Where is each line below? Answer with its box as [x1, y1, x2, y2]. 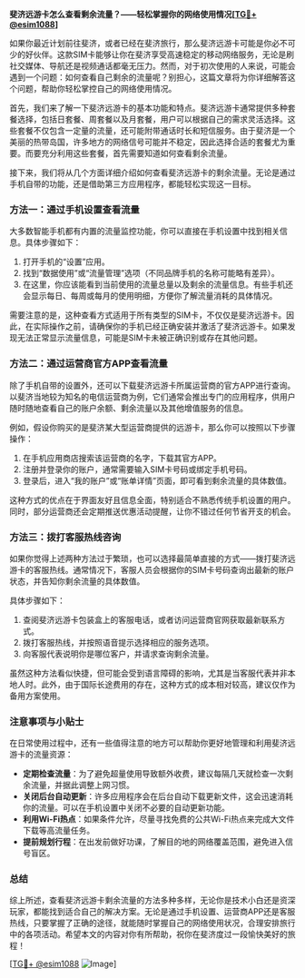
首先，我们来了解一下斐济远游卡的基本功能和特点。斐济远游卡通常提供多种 [9, 103, 288, 113]
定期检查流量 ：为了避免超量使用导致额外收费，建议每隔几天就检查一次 [22, 768, 286, 779]
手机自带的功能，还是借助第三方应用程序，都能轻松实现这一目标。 [9, 179, 256, 189]
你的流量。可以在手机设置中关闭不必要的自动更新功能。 [22, 803, 230, 814]
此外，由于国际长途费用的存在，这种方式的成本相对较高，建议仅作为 [40, 678, 296, 689]
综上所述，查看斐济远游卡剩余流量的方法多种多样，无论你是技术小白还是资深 [9, 894, 296, 906]
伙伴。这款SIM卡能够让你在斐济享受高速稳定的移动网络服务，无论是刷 [33, 49, 295, 60]
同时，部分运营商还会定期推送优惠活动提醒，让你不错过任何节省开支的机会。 [9, 506, 296, 517]
